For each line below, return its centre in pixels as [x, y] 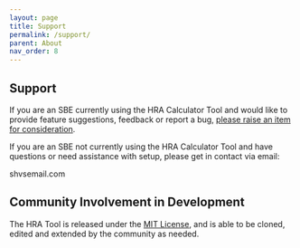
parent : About [36, 43]
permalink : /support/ [50, 34]
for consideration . [42, 129]
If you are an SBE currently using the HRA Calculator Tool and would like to [149, 110]
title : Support [38, 26]
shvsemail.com [37, 174]
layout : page [34, 18]
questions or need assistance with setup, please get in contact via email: [145, 156]
